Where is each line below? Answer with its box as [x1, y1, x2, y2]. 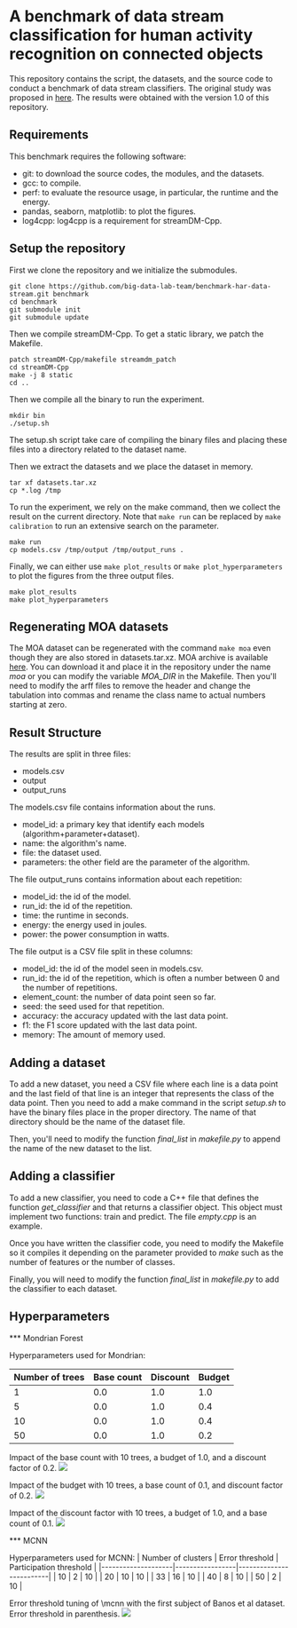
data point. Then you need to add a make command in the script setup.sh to [9, 1098, 286, 1108]
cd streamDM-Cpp [9, 362, 69, 372]
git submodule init [9, 304, 82, 314]
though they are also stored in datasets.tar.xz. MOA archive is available [9, 652, 269, 663]
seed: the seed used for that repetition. [21, 1001, 165, 1012]
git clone [9, 281, 46, 290]
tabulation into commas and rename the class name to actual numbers [9, 690, 266, 700]
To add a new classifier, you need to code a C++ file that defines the [9, 1192, 260, 1203]
